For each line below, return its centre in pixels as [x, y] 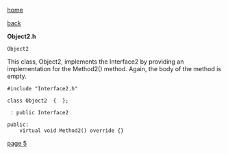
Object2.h [22, 36]
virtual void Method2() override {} [72, 131]
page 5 [17, 143]
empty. [17, 76]
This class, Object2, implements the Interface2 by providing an [96, 62]
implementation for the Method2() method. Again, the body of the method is [114, 69]
